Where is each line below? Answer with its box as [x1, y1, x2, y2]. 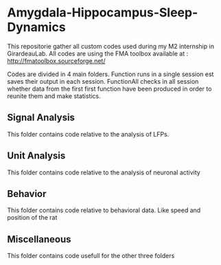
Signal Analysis [7, 112, 75, 124]
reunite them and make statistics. [7, 91, 101, 100]
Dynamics [7, 19, 67, 35]
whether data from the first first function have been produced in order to [7, 84, 212, 93]
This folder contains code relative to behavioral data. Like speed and [7, 206, 201, 214]
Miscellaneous [7, 233, 71, 245]
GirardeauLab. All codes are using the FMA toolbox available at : [7, 49, 189, 58]
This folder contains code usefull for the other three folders [7, 252, 175, 260]
